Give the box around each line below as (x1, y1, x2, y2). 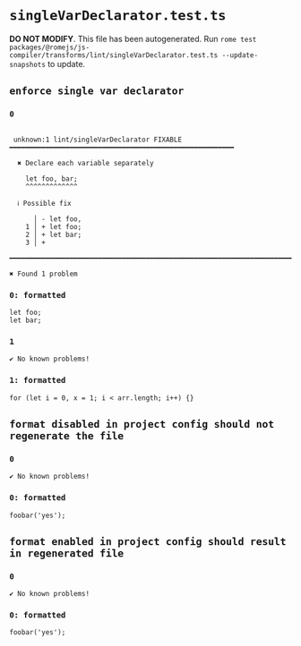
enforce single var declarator (9, 84, 185, 98)
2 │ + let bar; (25, 230, 82, 239)
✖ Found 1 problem (9, 269, 78, 278)
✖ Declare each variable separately (17, 158, 154, 167)
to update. (47, 58, 86, 69)
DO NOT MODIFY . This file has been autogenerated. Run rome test (9, 33, 257, 44)
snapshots (9, 60, 47, 69)
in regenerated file (9, 547, 125, 559)
